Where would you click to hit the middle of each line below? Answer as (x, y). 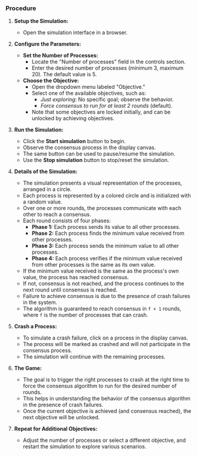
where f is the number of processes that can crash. (86, 315)
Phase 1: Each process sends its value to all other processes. (106, 227)
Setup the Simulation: (41, 21)
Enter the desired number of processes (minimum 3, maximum (108, 68)
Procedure (21, 8)
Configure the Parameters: (47, 44)
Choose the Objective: (51, 80)
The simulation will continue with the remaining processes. (94, 357)
